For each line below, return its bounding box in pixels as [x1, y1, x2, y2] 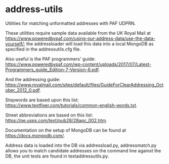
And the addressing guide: [5, 76, 61, 82]
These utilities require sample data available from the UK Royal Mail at [5, 30, 151, 36]
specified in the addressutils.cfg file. [5, 46, 81, 52]
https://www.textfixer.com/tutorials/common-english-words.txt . [5, 102, 138, 108]
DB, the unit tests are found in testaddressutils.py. [5, 153, 109, 159]
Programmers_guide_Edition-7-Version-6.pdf [5, 67, 99, 73]
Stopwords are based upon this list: [5, 97, 79, 103]
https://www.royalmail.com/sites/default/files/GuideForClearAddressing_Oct [5, 82, 164, 88]
